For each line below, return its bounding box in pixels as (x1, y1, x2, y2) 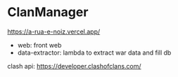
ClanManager (7, 4, 89, 20)
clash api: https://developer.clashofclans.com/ (7, 62, 142, 70)
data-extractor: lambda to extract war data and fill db (17, 48, 172, 57)
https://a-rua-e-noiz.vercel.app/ (7, 27, 101, 36)
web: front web (17, 41, 62, 49)
